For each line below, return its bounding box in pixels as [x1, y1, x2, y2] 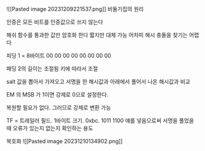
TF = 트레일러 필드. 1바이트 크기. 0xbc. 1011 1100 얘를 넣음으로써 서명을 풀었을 [6, 117, 195, 124]
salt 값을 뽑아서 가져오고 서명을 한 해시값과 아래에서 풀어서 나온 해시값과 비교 [6, 78, 190, 85]
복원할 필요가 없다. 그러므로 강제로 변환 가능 [6, 104, 112, 111]
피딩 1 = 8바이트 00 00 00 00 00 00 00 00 [6, 52, 112, 59]
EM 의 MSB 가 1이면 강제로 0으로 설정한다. [6, 91, 109, 98]
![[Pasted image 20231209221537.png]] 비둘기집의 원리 [6, 6, 144, 12]
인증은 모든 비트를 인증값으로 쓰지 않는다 [6, 18, 103, 26]
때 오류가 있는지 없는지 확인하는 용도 [6, 125, 93, 131]
